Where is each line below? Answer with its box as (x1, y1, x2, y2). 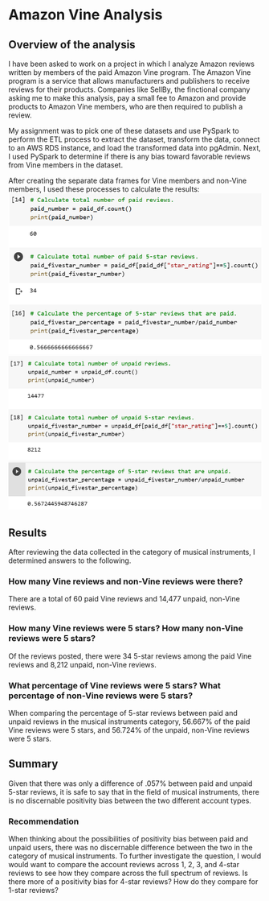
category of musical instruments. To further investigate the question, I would (8, 851, 262, 861)
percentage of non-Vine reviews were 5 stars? (8, 690, 194, 701)
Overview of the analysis (8, 38, 136, 52)
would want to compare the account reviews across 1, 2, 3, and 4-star (8, 860, 239, 870)
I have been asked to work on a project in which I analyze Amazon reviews (8, 59, 255, 68)
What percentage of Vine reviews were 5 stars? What (8, 680, 221, 691)
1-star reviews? (8, 886, 59, 895)
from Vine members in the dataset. (8, 160, 123, 170)
